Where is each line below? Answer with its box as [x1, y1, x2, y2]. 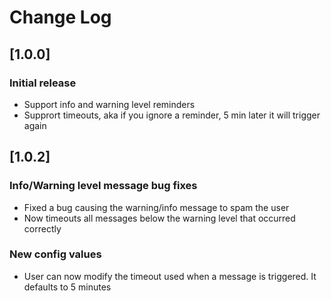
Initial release [9, 76, 77, 90]
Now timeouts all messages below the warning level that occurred [23, 212, 296, 224]
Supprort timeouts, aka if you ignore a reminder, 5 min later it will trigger [23, 109, 321, 121]
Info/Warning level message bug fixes [9, 179, 198, 193]
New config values [9, 247, 102, 261]
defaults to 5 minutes [23, 281, 112, 293]
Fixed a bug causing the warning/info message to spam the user [23, 201, 290, 213]
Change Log [9, 6, 112, 29]
